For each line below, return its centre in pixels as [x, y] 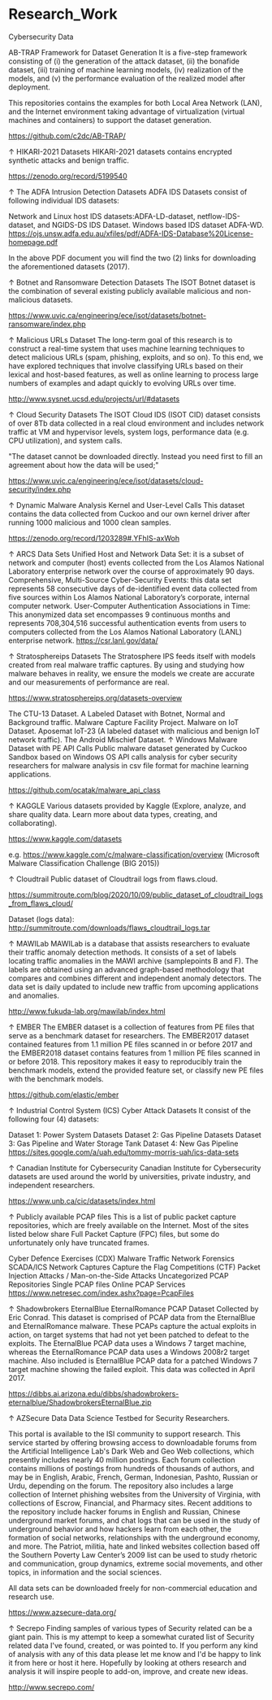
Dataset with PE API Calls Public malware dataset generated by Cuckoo [128, 748]
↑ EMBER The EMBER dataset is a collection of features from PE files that [132, 1027]
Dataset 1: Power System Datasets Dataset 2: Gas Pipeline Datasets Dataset [135, 1134]
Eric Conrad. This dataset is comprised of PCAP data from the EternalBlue [132, 1317]
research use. [31, 1597]
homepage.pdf [33, 242]
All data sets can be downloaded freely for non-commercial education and [133, 1588]
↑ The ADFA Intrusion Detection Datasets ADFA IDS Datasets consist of [128, 191]
